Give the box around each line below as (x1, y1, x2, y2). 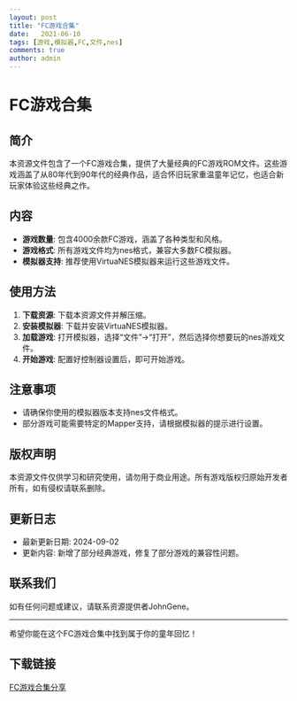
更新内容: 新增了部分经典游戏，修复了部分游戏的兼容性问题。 (21, 548, 244, 558)
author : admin (9, 54, 62, 63)
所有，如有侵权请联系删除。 (9, 483, 110, 494)
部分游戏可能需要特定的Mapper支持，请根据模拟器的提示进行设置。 (21, 418, 268, 429)
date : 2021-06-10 (9, 29, 81, 38)
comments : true (9, 46, 65, 55)
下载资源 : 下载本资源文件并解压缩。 (21, 309, 151, 320)
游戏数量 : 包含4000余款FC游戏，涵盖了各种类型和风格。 (21, 234, 227, 244)
